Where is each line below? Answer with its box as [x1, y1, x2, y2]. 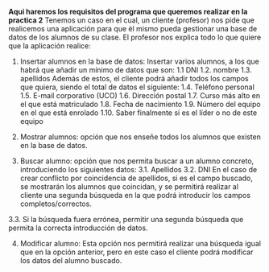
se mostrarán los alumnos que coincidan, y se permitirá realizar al [19, 182, 239, 192]
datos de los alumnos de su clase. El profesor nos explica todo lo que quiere [8, 32, 262, 42]
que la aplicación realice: [8, 41, 91, 51]
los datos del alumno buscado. [19, 256, 122, 265]
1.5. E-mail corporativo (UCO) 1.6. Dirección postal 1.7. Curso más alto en [19, 91, 261, 100]
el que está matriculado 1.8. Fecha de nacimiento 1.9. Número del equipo [19, 100, 261, 109]
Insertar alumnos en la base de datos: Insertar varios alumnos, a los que [19, 56, 260, 66]
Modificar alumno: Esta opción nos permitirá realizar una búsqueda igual [19, 239, 262, 248]
